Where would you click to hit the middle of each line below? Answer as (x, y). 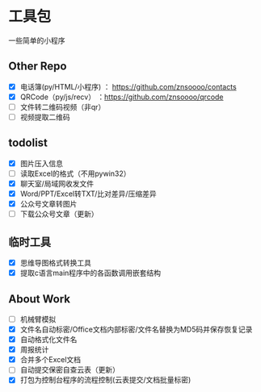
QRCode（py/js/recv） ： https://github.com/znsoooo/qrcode (122, 97)
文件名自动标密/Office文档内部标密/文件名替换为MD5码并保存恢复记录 (136, 329)
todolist (28, 143)
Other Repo (38, 67)
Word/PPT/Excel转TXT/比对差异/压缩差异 (88, 194)
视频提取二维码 (45, 117)
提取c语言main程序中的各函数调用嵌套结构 (91, 273)
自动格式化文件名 (48, 340)
